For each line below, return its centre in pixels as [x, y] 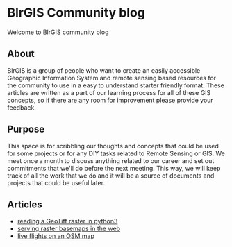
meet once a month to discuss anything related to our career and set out [111, 160]
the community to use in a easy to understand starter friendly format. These [116, 85]
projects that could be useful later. [56, 182]
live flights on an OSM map [56, 236]
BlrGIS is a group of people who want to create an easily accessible [104, 70]
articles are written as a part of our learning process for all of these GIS [109, 92]
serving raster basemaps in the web [68, 229]
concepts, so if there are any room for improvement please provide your [110, 100]
